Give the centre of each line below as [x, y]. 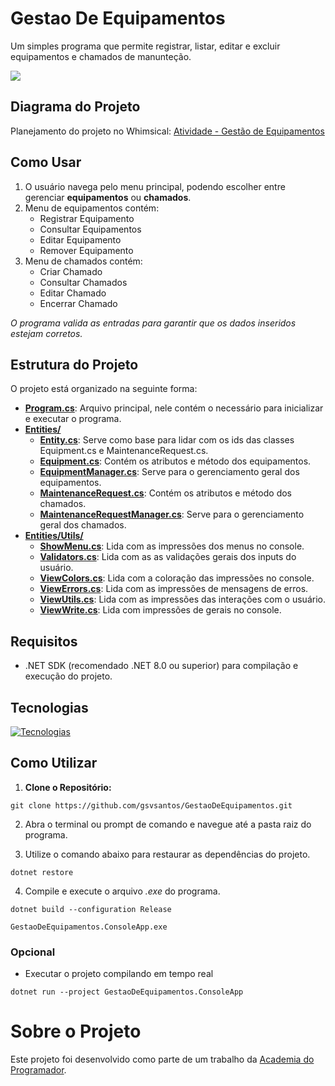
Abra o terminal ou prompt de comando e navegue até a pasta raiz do [168, 824]
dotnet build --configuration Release [91, 909]
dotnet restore [42, 872]
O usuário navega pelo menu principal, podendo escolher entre [155, 186]
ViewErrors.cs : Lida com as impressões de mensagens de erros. [174, 589]
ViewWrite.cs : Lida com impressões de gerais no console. [160, 610]
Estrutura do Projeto [74, 364]
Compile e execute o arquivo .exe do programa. [122, 891]
